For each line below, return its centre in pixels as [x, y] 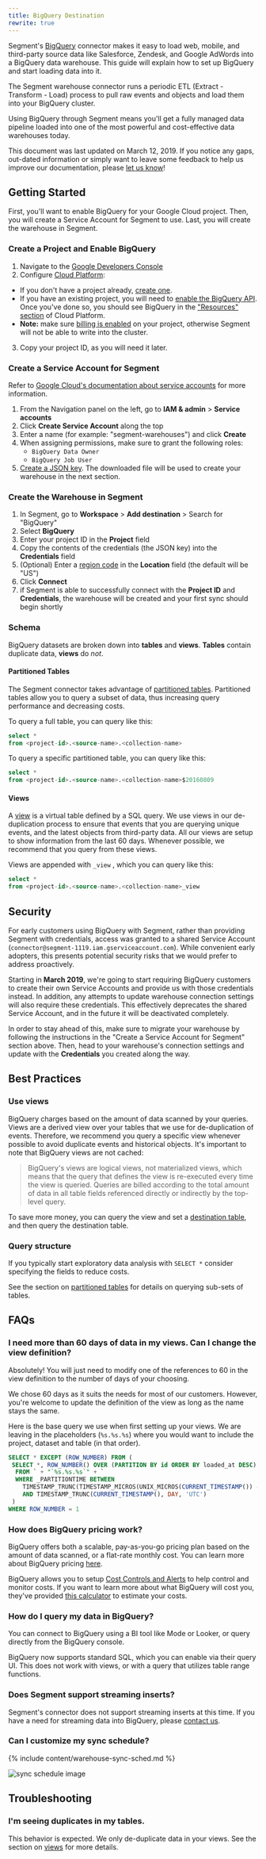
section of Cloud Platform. [62, 315]
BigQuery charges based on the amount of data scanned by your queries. [128, 1118]
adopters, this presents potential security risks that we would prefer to [123, 956]
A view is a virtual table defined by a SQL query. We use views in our [120, 816]
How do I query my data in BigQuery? [81, 1616]
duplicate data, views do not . [56, 653]
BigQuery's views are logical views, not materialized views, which [135, 1167]
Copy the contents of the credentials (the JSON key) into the [118, 548]
